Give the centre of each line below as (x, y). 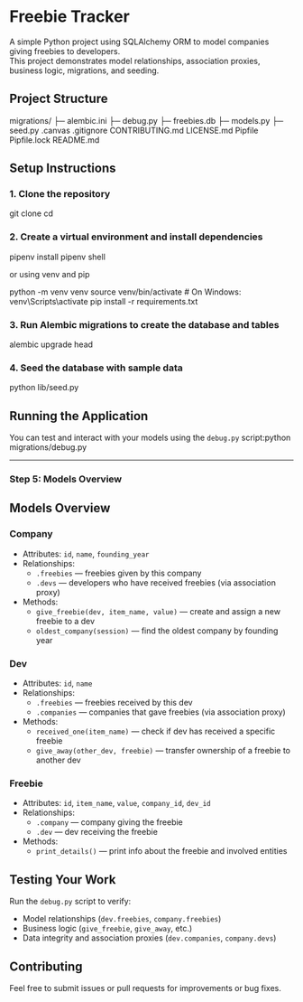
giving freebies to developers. (65, 51)
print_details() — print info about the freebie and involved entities (161, 851)
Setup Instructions (63, 169)
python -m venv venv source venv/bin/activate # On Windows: (125, 292)
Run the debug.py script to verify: (70, 902)
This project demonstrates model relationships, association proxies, (135, 61)
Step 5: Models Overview (66, 479)
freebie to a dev (65, 621)
